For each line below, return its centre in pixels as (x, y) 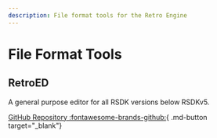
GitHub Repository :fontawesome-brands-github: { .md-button (108, 117)
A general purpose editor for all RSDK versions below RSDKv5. (109, 102)
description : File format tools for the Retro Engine (98, 15)
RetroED (29, 83)
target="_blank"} (35, 125)
